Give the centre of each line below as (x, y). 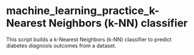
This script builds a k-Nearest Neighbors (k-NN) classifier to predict (89, 39)
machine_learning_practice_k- (83, 11)
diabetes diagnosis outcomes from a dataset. (61, 46)
